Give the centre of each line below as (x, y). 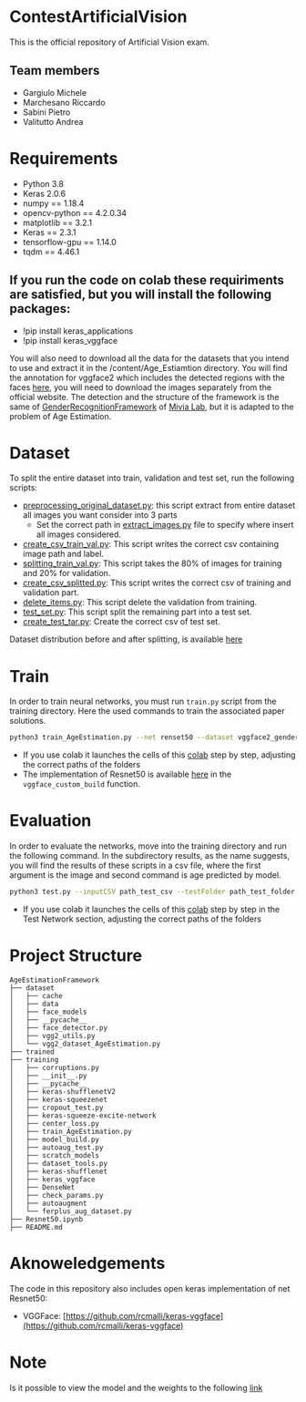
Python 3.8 (43, 183)
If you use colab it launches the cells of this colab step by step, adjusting (159, 755)
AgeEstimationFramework (55, 980)
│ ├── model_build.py (55, 1139)
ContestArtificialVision (98, 17)
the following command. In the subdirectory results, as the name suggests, (149, 856)
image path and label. (63, 554)
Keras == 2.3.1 (49, 232)
